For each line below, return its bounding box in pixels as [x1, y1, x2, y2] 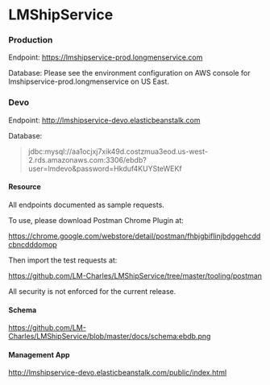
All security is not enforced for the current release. [8, 286, 177, 296]
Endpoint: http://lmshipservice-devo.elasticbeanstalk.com [8, 115, 201, 125]
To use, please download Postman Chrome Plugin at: [8, 215, 184, 225]
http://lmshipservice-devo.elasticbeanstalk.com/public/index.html [8, 368, 227, 378]
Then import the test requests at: [8, 255, 118, 265]
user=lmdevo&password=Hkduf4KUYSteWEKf [27, 164, 183, 173]
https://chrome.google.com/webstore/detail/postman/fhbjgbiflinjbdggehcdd [8, 231, 261, 241]
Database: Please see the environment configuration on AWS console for [8, 68, 251, 78]
